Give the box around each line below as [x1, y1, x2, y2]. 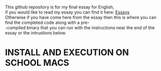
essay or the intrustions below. [5, 30, 67, 35]
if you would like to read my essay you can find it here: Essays [5, 9, 130, 15]
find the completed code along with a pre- [5, 19, 90, 25]
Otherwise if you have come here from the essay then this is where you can [5, 15, 157, 20]
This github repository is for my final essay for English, [5, 4, 114, 10]
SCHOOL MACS [5, 57, 70, 69]
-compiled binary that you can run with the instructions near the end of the [5, 25, 155, 31]
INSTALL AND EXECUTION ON [5, 47, 129, 58]
